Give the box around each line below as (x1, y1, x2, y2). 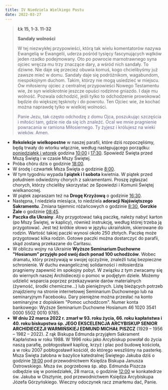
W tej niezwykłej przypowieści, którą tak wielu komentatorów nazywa (17, 45, 161, 51)
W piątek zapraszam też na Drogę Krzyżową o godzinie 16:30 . (12, 192, 142, 199)
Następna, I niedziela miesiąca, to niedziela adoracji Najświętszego (12, 198, 153, 204)
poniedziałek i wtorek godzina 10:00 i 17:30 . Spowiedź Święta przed (12, 150, 153, 156)
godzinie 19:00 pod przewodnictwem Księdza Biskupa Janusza (12, 357, 143, 363)
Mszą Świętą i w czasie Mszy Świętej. (12, 155, 91, 161)
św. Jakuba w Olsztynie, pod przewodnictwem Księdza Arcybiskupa (12, 373, 154, 379)
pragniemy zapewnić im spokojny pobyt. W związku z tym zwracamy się (12, 267, 163, 273)
